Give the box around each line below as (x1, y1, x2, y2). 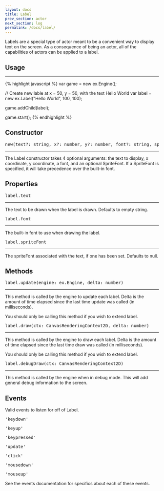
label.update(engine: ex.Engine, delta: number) (5, 280, 123, 286)
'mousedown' (5, 462, 34, 468)
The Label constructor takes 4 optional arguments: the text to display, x (5, 155, 149, 161)
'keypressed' (5, 435, 37, 440)
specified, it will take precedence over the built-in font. (5, 166, 115, 171)
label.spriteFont (5, 239, 46, 245)
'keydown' (5, 416, 28, 422)
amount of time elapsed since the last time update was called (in (5, 299, 135, 305)
